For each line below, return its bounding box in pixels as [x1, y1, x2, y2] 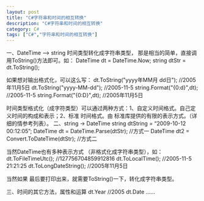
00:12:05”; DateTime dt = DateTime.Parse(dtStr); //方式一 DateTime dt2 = [6, 128, 190, 135]
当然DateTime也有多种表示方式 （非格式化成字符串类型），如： [6, 148, 163, 156]
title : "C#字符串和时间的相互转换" [6, 15, 87, 21]
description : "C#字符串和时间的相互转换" [6, 20, 103, 26]
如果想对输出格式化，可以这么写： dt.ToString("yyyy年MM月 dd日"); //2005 [6, 76, 197, 84]
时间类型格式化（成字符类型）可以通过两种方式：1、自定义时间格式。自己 [6, 104, 191, 112]
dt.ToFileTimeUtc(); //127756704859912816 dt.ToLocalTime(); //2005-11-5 [6, 155, 192, 163]
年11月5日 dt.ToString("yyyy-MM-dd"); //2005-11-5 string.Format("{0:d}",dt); [6, 84, 199, 92]
